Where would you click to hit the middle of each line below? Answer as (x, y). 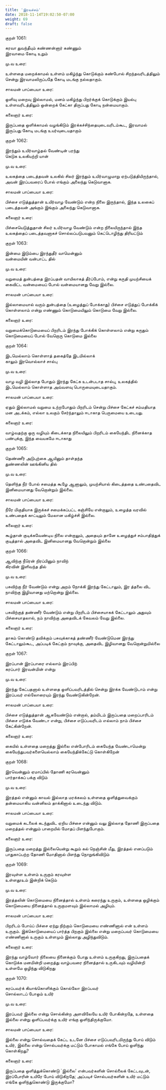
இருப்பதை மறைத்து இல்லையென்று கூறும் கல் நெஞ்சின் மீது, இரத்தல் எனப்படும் (79, 849)
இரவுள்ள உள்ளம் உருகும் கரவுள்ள (38, 874)
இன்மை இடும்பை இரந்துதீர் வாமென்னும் (44, 253)
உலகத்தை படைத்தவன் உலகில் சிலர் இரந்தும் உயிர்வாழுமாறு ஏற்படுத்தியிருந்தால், (82, 176)
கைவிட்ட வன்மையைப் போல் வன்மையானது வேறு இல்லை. (60, 285)
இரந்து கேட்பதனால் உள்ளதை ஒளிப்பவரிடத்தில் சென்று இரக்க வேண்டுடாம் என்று (82, 689)
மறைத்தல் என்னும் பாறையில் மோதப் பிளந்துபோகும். (55, 829)
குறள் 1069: (16, 864)
